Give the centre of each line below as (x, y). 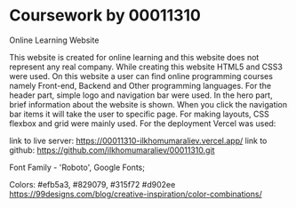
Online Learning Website (54, 40)
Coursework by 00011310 (105, 16)
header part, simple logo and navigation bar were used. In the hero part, (141, 95)
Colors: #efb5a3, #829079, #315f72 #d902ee (92, 184)
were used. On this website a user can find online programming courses (141, 76)
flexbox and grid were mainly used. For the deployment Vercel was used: (143, 123)
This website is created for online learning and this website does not (134, 57)
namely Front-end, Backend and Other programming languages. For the (140, 85)
